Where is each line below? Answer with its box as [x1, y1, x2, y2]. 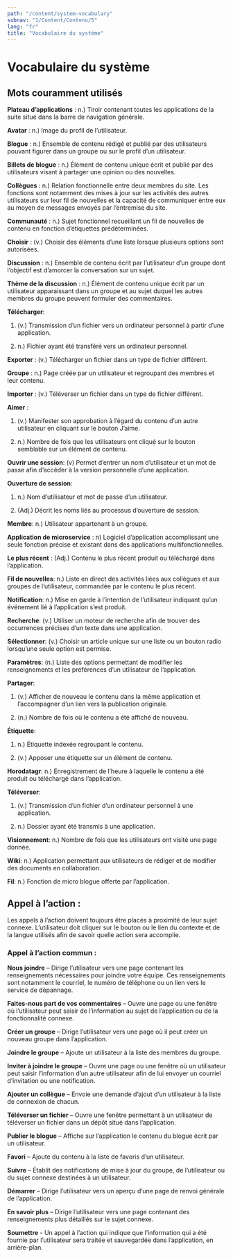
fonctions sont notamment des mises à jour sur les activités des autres [7, 189, 209, 197]
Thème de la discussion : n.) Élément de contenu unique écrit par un [7, 279, 205, 288]
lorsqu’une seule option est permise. [7, 645, 112, 653]
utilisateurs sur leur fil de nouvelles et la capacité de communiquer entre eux [7, 196, 226, 205]
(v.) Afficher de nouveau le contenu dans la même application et [17, 693, 201, 701]
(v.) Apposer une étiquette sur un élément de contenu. [17, 754, 173, 762]
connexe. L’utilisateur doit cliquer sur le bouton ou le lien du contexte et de [7, 923, 221, 932]
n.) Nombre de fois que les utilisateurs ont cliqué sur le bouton [17, 438, 196, 446]
